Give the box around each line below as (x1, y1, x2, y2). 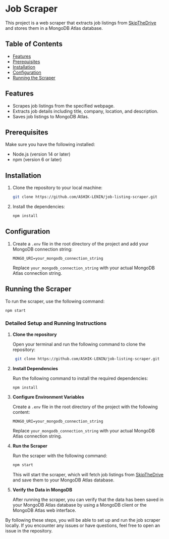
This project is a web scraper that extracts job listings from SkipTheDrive (5, 20, 156, 26)
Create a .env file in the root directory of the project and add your (12, 240, 149, 247)
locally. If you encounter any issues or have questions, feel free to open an (5, 522, 160, 528)
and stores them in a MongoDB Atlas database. (5, 25, 103, 31)
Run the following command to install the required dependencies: (12, 375, 148, 381)
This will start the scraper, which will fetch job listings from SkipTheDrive (12, 472, 164, 478)
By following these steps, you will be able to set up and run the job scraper (5, 517, 160, 523)
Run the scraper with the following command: (12, 453, 107, 459)
